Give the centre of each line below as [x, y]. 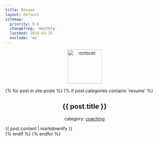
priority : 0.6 [24, 24]
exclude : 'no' [24, 38]
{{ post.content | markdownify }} [39, 128]
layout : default [22, 15]
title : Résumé [20, 10]
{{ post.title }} [85, 107]
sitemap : [14, 19]
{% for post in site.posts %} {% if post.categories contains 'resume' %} [79, 91]
